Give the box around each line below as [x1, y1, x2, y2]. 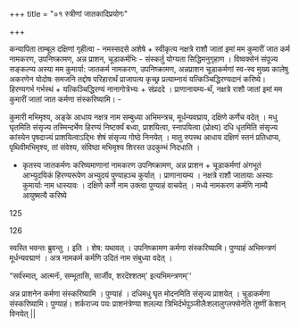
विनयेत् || [9, 308, 36, 319]
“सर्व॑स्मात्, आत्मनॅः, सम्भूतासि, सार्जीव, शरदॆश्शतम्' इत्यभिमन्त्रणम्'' [9, 271, 192, 281]
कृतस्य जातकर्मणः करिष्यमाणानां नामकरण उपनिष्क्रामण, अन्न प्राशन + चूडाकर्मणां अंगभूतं [21, 160, 262, 170]
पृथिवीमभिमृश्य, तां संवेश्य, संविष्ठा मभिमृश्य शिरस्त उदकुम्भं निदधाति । [9, 142, 201, 152]
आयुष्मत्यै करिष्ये [21, 190, 67, 200]
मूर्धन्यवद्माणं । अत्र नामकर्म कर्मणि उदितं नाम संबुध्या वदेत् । [9, 253, 173, 263]
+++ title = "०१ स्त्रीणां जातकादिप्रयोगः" [9, 9, 129, 19]
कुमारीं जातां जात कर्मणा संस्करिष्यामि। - [9, 94, 122, 105]
